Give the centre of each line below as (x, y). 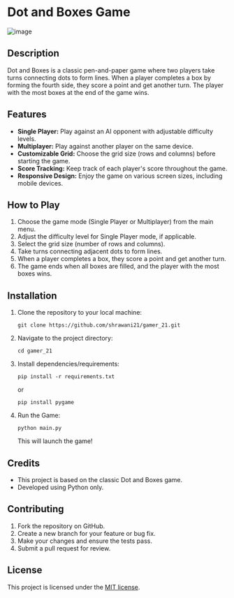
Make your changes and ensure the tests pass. (85, 541)
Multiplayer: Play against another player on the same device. (105, 146)
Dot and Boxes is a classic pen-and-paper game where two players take (111, 70)
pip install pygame (46, 403)
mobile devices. (40, 183)
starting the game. (44, 160)
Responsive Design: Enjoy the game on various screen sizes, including (120, 176)
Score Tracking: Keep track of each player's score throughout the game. (122, 168)
